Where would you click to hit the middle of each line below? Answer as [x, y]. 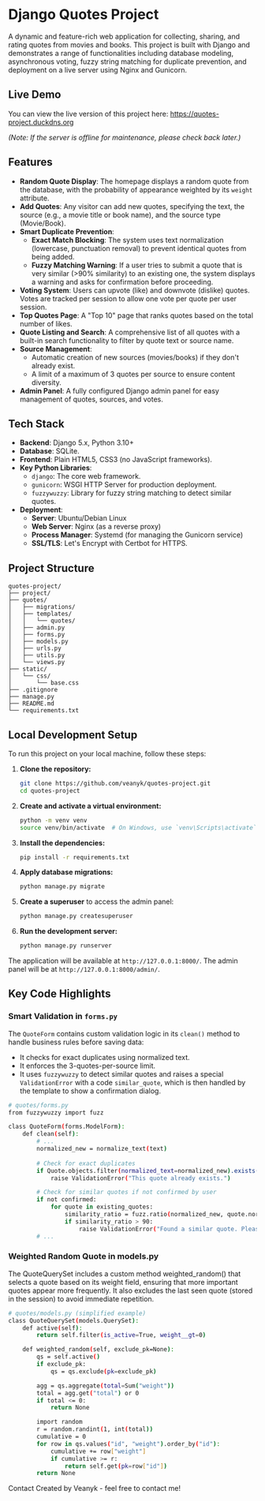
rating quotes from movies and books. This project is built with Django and [129, 44]
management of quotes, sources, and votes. [91, 399]
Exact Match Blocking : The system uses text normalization [127, 240]
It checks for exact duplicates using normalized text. [105, 1057]
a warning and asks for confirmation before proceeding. [122, 282]
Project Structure [51, 568]
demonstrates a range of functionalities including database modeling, [121, 53]
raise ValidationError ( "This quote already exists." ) [140, 1178]
